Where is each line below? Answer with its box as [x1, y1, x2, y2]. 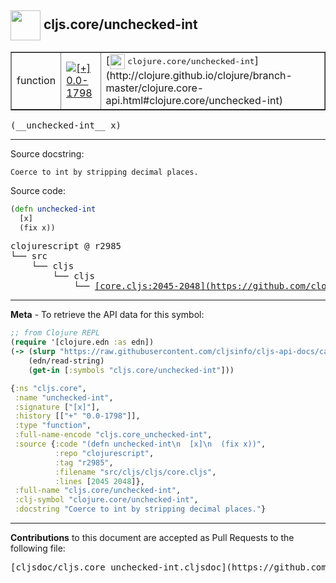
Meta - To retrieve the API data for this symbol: [10, 309, 205, 321]
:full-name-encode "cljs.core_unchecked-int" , [14, 430, 213, 440]
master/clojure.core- [105, 81, 205, 95]
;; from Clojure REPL [10, 328, 101, 338]
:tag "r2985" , [54, 457, 114, 468]
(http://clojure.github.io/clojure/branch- [105, 68, 293, 82]
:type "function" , [14, 421, 92, 431]
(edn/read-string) [28, 356, 105, 366]
